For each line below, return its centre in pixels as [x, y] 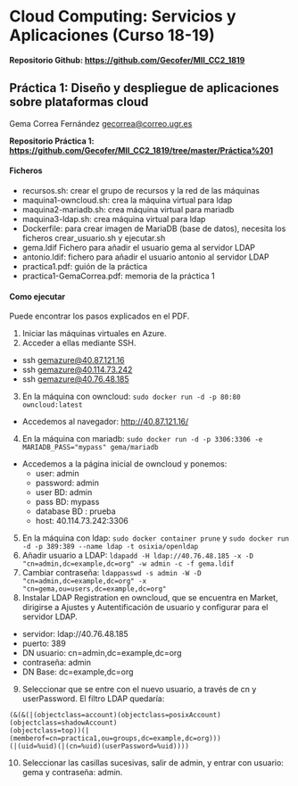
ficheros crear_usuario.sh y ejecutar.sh [94, 237]
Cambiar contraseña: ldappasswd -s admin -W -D [112, 573]
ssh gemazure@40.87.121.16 [73, 360]
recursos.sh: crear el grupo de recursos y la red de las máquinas [141, 190]
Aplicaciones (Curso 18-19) [112, 35]
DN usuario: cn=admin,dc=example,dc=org [102, 653]
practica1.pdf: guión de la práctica [85, 266]
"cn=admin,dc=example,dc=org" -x [84, 582]
